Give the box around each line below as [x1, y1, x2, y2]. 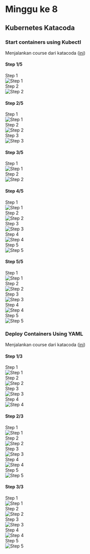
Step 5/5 [5, 258, 23, 264]
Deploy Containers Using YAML [5, 330, 83, 337]
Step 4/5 [5, 188, 24, 194]
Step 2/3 [5, 413, 23, 419]
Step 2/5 [5, 100, 23, 106]
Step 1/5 [5, 61, 22, 67]
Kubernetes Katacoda [5, 24, 75, 32]
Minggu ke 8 [5, 4, 58, 15]
